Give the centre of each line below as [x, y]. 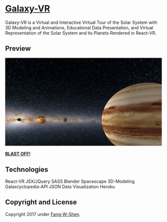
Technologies [27, 169]
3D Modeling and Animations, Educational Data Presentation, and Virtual [79, 27]
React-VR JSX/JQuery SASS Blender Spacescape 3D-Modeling [70, 181]
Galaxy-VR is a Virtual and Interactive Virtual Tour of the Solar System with [81, 22]
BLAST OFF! [18, 154]
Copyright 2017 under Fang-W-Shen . [43, 214]
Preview [18, 48]
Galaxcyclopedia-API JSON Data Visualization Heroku [60, 187]
